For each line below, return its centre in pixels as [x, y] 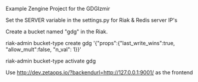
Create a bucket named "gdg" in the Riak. [57, 31]
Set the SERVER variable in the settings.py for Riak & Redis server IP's [92, 20]
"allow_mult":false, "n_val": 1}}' [44, 49]
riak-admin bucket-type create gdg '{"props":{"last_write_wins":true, [90, 43]
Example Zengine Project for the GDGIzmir [58, 9]
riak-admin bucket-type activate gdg [51, 61]
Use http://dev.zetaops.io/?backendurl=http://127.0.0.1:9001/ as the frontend [99, 72]
